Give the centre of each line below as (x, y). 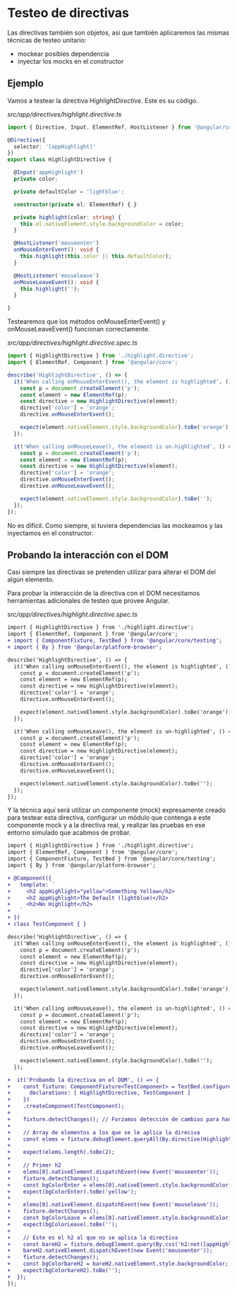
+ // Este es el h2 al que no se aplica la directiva (93, 1237)
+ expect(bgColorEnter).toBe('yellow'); (72, 1192)
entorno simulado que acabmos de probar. (69, 833)
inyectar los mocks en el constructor (71, 61)
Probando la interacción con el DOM (88, 555)
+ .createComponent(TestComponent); (66, 1106)
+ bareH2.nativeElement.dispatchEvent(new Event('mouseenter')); (110, 1251)
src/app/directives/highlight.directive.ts (65, 114)
